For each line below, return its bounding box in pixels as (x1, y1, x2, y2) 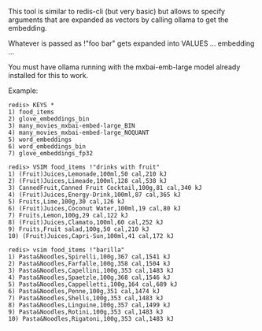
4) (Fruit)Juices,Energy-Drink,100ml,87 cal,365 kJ (8, 191, 181, 199)
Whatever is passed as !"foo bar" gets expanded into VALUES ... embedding (8, 39, 255, 48)
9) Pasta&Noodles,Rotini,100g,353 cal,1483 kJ (8, 308, 164, 316)
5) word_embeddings (8, 136, 72, 143)
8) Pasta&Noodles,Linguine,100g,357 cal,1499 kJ (8, 301, 171, 309)
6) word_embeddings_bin (8, 143, 87, 151)
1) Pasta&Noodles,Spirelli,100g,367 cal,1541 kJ (8, 253, 171, 261)
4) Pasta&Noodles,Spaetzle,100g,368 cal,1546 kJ (8, 273, 171, 281)
